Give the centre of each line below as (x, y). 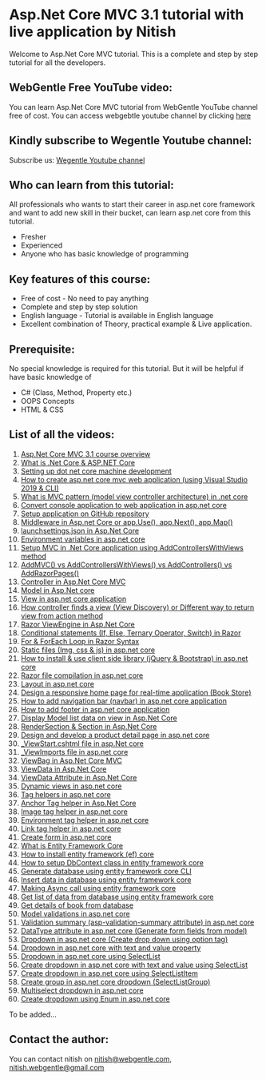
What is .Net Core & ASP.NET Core (77, 462)
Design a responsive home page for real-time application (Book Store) (136, 692)
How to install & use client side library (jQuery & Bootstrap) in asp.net (134, 658)
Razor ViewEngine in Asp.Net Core (77, 624)
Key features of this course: (80, 279)
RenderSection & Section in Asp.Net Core (89, 726)
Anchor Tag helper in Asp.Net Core (78, 803)
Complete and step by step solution (79, 307)
